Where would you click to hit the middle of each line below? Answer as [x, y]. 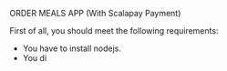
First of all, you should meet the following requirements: [114, 30]
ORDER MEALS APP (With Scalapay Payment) [95, 13]
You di [35, 58]
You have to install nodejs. [72, 48]
